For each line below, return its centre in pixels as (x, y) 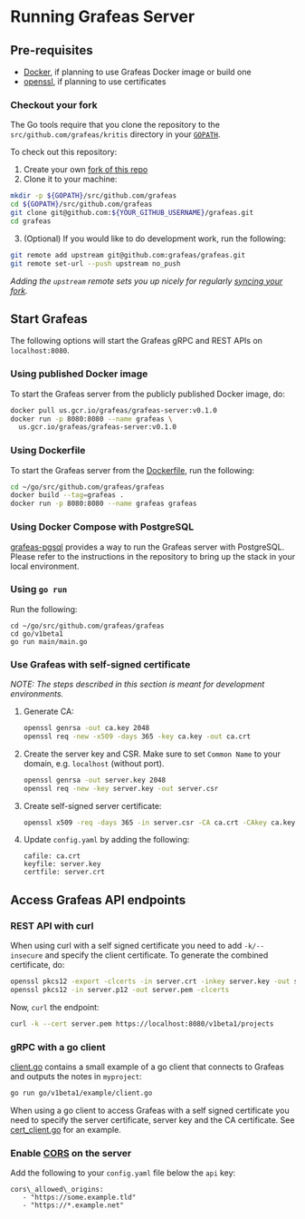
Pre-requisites (52, 50)
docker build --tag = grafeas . (67, 495)
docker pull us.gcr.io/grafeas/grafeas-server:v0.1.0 (114, 410)
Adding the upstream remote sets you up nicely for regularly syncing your (147, 281)
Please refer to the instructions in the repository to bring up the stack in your (153, 556)
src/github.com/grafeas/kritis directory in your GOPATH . (115, 134)
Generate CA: (49, 712)
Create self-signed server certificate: (92, 805)
